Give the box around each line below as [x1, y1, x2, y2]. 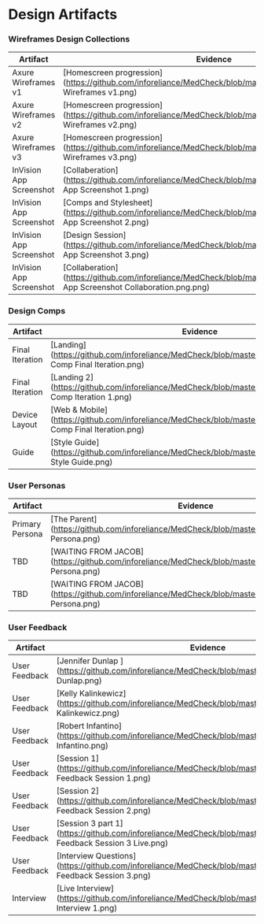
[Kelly [56, 688, 78, 699]
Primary [12, 518, 42, 529]
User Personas [8, 480, 66, 491]
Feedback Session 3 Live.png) [56, 837, 169, 848]
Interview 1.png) [56, 903, 118, 914]
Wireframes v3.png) [62, 152, 137, 163]
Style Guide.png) [50, 456, 113, 467]
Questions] [95, 851, 137, 862]
